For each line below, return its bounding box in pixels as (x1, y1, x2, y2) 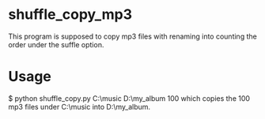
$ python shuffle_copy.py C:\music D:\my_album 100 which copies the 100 (8, 93, 251, 103)
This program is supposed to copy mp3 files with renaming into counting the (8, 32, 257, 41)
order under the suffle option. (8, 39, 104, 49)
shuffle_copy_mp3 (8, 6, 133, 24)
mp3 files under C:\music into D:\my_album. (8, 102, 151, 111)
